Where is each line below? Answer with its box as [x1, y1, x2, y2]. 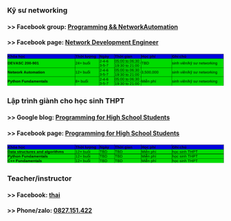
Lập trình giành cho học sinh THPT [7, 96, 125, 106]
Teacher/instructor [7, 174, 72, 183]
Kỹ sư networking [7, 5, 67, 15]
